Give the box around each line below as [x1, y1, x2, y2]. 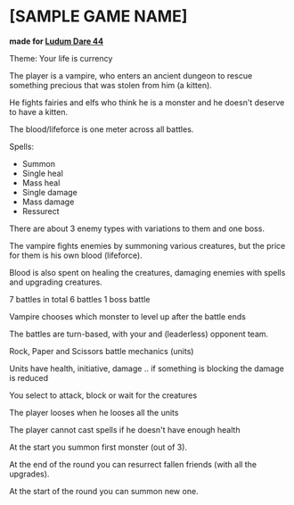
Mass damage [21, 196, 75, 207]
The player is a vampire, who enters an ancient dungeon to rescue [9, 70, 253, 81]
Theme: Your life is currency [9, 53, 113, 63]
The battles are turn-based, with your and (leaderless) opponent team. [9, 328, 269, 339]
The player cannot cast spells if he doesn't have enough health [9, 424, 241, 435]
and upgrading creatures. [9, 277, 102, 287]
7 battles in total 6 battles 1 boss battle [9, 294, 151, 304]
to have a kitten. [9, 106, 69, 117]
